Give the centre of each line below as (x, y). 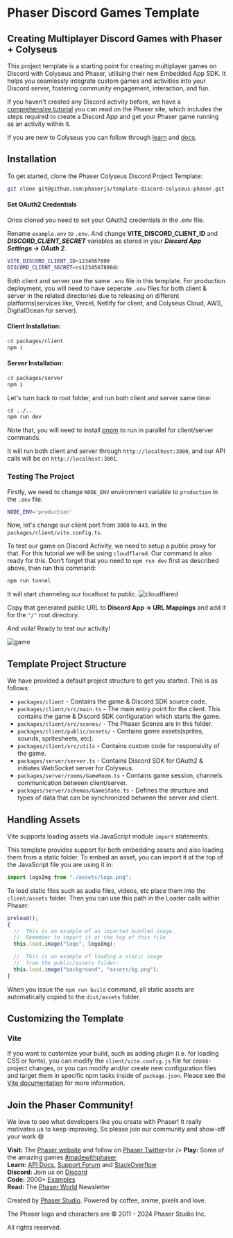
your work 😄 (26, 1136)
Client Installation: (34, 326)
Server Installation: (35, 363)
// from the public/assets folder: (66, 963)
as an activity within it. (39, 124)
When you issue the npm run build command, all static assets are (101, 989)
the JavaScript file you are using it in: (60, 864)
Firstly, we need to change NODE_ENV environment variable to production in (113, 491)
